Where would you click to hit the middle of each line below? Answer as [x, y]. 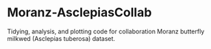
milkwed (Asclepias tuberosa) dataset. [61, 38]
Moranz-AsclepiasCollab [79, 13]
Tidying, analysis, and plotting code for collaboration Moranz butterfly [106, 31]
